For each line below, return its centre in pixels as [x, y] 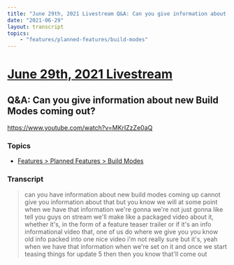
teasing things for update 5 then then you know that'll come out [116, 254]
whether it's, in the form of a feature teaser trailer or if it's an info [118, 224]
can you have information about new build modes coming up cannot [123, 194]
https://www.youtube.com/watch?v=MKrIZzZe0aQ [80, 128]
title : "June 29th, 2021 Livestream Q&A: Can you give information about [117, 14]
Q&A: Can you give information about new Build [113, 100]
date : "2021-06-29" [36, 20]
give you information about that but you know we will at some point [121, 202]
